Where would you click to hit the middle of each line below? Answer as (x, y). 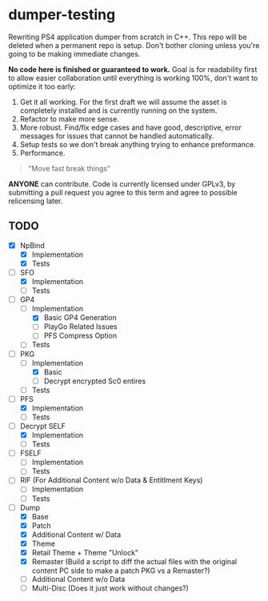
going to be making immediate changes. (74, 54)
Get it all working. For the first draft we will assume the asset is (123, 102)
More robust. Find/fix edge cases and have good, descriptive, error (130, 127)
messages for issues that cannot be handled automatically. (117, 136)
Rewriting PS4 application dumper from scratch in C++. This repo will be (128, 37)
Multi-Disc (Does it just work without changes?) (110, 588)
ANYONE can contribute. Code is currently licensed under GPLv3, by (122, 184)
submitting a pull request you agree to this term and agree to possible (123, 192)
